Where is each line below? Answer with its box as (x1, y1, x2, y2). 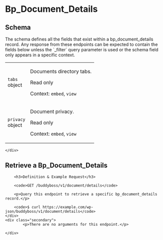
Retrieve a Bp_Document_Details (5, 161, 108, 170)
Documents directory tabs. (30, 68, 92, 75)
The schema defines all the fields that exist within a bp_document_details (5, 36, 154, 42)
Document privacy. (30, 108, 74, 115)
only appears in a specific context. (5, 52, 75, 58)
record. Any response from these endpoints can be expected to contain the (5, 41, 158, 47)
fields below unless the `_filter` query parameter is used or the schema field (5, 47, 159, 52)
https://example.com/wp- (42, 204, 94, 209)
